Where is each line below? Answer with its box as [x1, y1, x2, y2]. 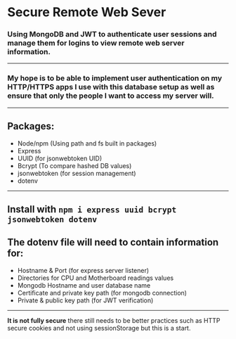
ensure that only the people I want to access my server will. [7, 91, 214, 101]
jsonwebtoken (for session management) [17, 169, 136, 177]
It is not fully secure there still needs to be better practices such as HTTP [7, 316, 221, 324]
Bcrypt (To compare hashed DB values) [17, 161, 132, 169]
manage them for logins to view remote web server [7, 38, 185, 48]
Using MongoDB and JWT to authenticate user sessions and [7, 30, 217, 39]
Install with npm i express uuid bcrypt [7, 203, 177, 215]
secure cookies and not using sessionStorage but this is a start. [7, 324, 191, 332]
